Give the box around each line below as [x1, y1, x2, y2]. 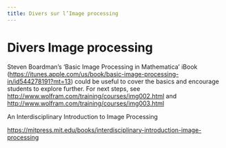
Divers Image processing [7, 39, 153, 55]
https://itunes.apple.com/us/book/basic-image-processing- [9, 70, 179, 78]
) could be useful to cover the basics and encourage [70, 77, 219, 85]
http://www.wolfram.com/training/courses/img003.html [7, 99, 165, 107]
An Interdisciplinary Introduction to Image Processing [7, 112, 158, 120]
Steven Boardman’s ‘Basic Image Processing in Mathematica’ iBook [7, 63, 198, 71]
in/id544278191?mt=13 [7, 77, 71, 85]
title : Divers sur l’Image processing [7, 10, 119, 17]
